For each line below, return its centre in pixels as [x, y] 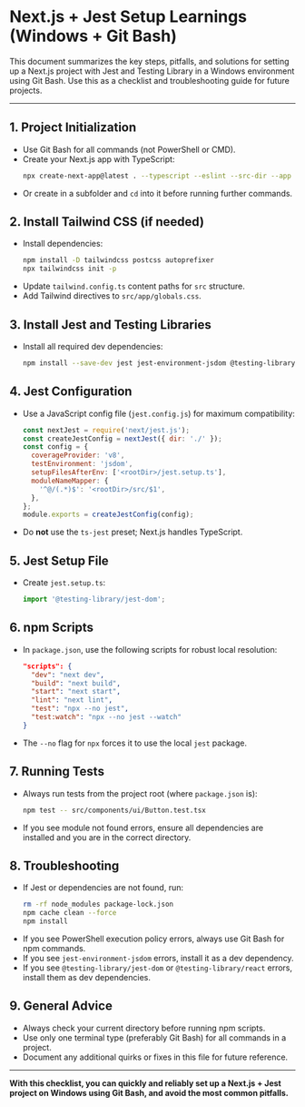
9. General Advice [61, 1006]
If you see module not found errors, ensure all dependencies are [143, 828]
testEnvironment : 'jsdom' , [82, 464]
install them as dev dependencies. [87, 977]
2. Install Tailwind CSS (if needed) [107, 222]
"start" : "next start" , [76, 692]
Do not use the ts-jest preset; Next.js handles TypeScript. [133, 532]
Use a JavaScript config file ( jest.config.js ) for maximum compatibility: [158, 413]
